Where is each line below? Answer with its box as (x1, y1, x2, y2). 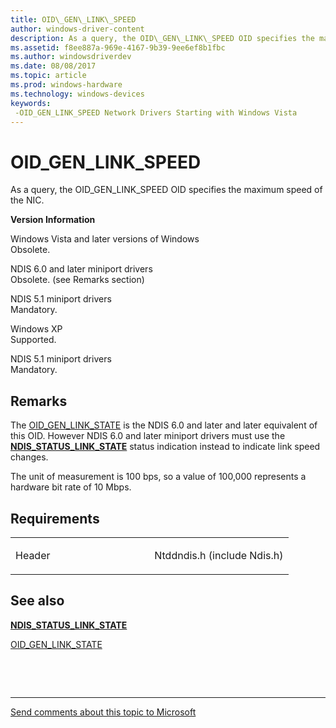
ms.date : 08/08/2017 (10, 61, 97, 71)
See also (10, 592, 65, 610)
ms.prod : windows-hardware (10, 80, 123, 90)
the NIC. (10, 194, 45, 206)
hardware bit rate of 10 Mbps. (10, 481, 132, 493)
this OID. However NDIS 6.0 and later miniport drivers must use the (10, 430, 286, 442)
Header (15, 548, 51, 562)
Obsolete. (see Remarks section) (10, 274, 145, 286)
